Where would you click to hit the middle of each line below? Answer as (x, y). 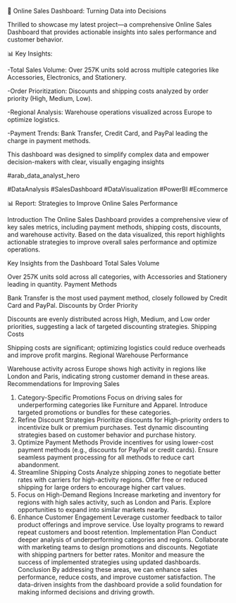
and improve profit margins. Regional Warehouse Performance (98, 355)
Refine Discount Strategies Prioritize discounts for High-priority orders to (123, 420)
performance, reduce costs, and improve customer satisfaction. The (117, 577)
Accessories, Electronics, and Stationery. (67, 77)
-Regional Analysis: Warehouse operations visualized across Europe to (110, 112)
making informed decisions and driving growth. (86, 592)
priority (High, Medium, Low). (50, 98)
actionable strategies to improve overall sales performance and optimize (112, 242)
